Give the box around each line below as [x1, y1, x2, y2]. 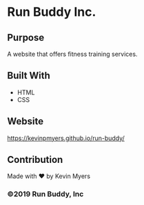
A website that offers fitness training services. [7, 50, 138, 58]
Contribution [7, 154, 63, 166]
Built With [7, 70, 50, 81]
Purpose [7, 32, 45, 43]
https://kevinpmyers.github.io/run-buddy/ [7, 134, 125, 142]
